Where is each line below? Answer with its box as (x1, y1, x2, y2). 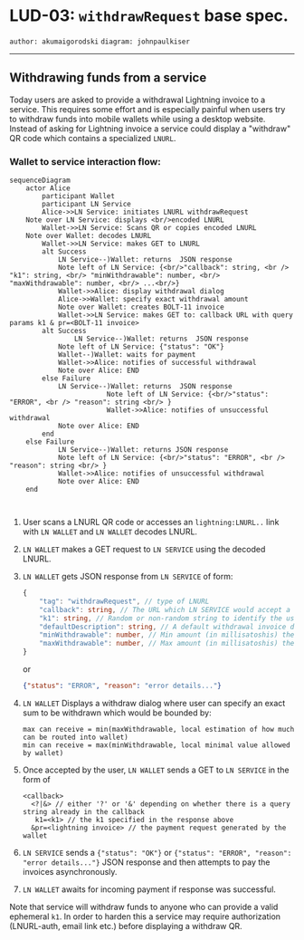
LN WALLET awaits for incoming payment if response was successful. (22, 884, 276, 895)
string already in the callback (22, 807, 145, 816)
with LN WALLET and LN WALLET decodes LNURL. (22, 526, 197, 537)
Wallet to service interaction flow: (9, 155, 161, 168)
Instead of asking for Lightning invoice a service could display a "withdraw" (9, 123, 291, 134)
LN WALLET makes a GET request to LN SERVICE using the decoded (22, 544, 266, 555)
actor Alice (25, 184, 71, 193)
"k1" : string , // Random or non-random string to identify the (39, 613, 283, 623)
